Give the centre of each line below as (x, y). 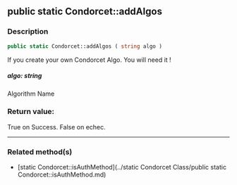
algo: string (25, 76)
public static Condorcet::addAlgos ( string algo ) (85, 46)
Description (28, 32)
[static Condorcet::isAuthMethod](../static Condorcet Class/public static (122, 167)
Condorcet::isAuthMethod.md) (62, 174)
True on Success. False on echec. (56, 127)
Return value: (31, 112)
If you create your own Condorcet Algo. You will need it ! (89, 60)
